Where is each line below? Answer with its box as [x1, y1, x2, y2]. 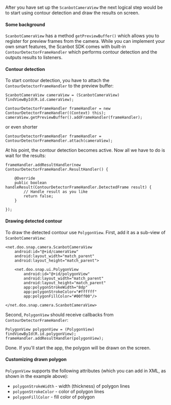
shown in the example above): [5, 373, 69, 379]
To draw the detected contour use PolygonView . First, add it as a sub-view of [5, 229, 166, 235]
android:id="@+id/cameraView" [14, 249, 79, 254]
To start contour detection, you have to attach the [5, 78, 110, 84]
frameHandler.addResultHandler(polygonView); [5, 336, 104, 341]
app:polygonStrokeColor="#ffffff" [23, 289, 97, 294]
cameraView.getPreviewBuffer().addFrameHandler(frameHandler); [5, 115, 143, 120]
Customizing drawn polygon [5, 357, 67, 363]
